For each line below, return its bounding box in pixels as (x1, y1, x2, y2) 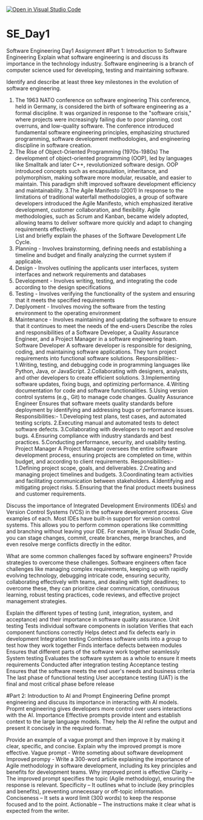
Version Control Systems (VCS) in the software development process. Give (6, 508, 193, 516)
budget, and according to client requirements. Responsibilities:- (15, 457, 174, 465)
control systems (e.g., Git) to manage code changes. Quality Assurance (15, 393, 194, 400)
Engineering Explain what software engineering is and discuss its (6, 53, 168, 61)
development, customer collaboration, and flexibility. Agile (15, 206, 161, 213)
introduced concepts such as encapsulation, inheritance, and (15, 167, 168, 174)
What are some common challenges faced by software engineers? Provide (6, 552, 193, 559)
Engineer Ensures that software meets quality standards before (15, 400, 173, 407)
